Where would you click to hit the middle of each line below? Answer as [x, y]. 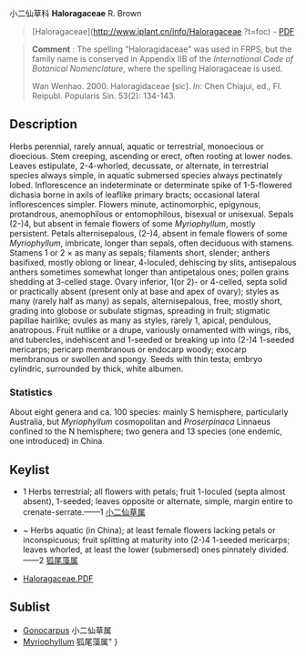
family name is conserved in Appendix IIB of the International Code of [163, 59]
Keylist [30, 470]
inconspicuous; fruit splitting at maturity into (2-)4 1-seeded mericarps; [156, 540]
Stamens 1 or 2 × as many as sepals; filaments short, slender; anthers [140, 252]
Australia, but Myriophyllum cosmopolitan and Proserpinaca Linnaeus [140, 422]
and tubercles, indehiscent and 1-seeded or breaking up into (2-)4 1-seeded [152, 339]
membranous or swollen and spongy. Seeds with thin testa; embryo [136, 358]
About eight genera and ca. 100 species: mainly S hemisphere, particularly [149, 412]
